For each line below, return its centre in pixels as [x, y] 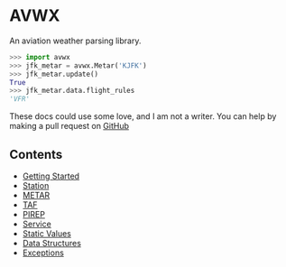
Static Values [47, 234]
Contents [36, 154]
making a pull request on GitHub [69, 126]
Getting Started [51, 176]
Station [36, 185]
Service [37, 224]
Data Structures [51, 243]
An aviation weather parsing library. [75, 41]
